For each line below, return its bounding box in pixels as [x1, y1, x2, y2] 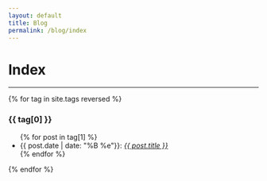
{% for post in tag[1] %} [19, 132, 98, 141]
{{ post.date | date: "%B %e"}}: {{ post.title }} [19, 141, 168, 150]
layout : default [8, 11, 62, 20]
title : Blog [8, 19, 48, 27]
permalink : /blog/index [8, 26, 87, 34]
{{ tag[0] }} [8, 114, 52, 125]
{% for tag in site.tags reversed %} [8, 94, 122, 104]
